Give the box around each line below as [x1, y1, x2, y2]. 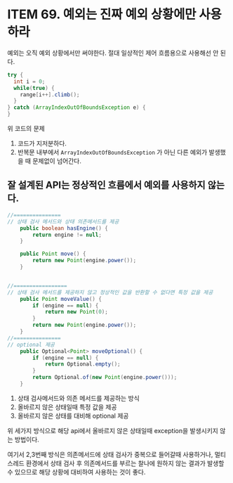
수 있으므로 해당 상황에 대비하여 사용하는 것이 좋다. [7, 468, 146, 476]
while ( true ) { [13, 84, 55, 91]
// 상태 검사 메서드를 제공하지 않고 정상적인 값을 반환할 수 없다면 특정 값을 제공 [7, 289, 213, 296]
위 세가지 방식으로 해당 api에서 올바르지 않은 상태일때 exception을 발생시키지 [7, 426, 219, 434]
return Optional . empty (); [44, 361, 121, 368]
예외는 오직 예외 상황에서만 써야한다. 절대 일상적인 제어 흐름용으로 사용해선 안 [7, 49, 219, 57]
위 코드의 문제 [7, 124, 46, 133]
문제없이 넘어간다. [32, 157, 82, 165]
